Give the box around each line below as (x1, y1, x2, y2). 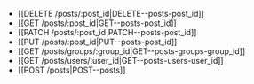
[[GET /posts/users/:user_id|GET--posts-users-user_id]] (17, 56, 224, 65)
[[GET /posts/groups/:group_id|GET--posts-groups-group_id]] (17, 46, 246, 57)
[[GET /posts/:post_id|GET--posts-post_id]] (17, 18, 177, 28)
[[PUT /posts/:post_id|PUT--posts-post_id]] (17, 36, 178, 47)
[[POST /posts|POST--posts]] (17, 65, 126, 75)
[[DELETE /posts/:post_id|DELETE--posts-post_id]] (17, 9, 204, 19)
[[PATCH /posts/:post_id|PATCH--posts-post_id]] (17, 27, 197, 37)
